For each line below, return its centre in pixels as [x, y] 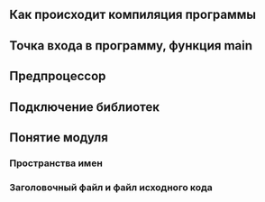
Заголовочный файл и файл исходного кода [111, 187]
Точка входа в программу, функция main [131, 46]
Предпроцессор [58, 76]
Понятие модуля [59, 138]
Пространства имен [56, 163]
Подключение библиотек [85, 107]
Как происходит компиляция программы [133, 15]
